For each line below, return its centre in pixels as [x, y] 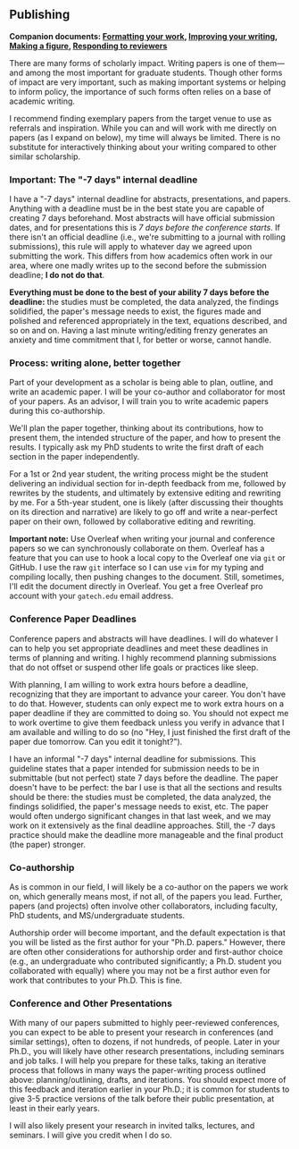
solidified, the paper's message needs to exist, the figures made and [135, 311]
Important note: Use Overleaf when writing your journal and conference [142, 539]
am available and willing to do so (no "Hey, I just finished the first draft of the [150, 731]
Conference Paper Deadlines [73, 619]
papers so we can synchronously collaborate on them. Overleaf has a [137, 548]
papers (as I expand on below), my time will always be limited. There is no [145, 137]
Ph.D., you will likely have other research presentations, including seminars [147, 1052]
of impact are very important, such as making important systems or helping [148, 82]
